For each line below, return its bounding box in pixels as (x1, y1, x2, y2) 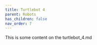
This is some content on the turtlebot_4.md (5, 35, 92, 41)
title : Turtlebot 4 (5, 7, 45, 12)
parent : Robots (5, 12, 36, 17)
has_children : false (5, 16, 48, 21)
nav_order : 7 (5, 21, 32, 26)
